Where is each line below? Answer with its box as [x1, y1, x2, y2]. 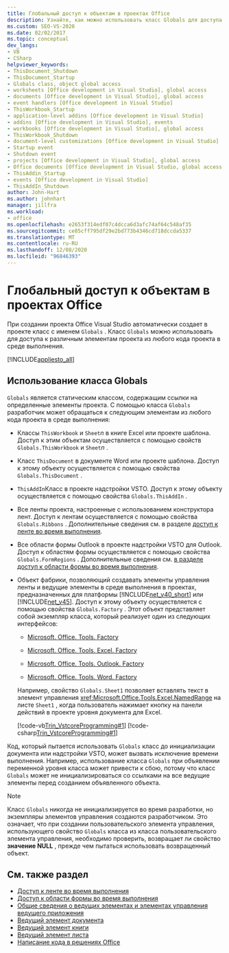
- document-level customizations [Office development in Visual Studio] [7, 138, 219, 145]
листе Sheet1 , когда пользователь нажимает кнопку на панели [16, 701, 202, 709]
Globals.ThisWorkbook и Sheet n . [16, 443, 108, 451]
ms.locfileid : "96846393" [7, 253, 81, 260]
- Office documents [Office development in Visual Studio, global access [7, 163, 223, 171]
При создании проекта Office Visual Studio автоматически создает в [7, 320, 208, 328]
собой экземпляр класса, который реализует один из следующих [16, 612, 211, 620]
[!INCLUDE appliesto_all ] [7, 355, 75, 363]
